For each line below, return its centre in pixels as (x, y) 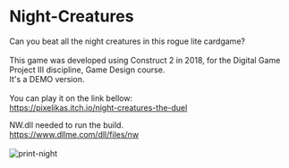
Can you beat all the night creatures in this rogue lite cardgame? (127, 41)
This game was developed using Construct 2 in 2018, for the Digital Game (145, 60)
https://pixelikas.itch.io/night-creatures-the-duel (98, 107)
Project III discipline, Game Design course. (87, 70)
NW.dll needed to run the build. (66, 125)
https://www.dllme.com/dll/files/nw (74, 134)
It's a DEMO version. (47, 79)
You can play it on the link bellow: (71, 98)
